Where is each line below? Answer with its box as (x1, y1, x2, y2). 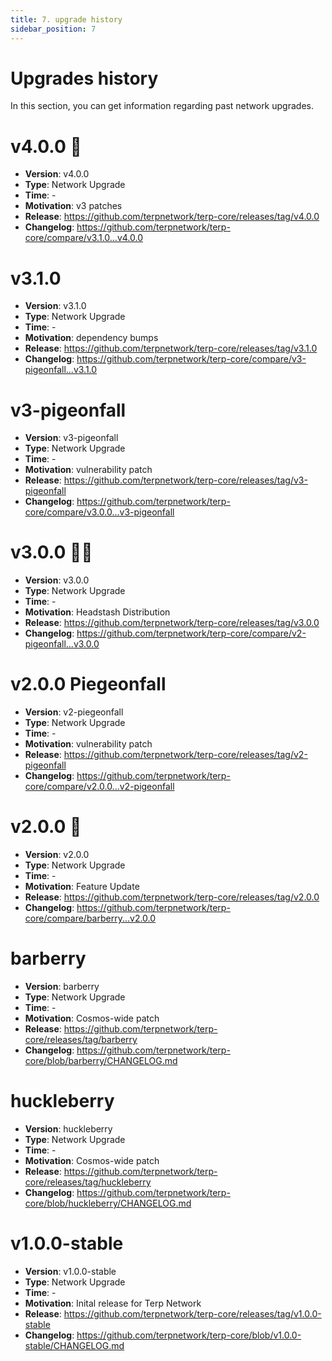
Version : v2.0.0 (24, 849, 90, 861)
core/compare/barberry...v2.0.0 (24, 912, 157, 925)
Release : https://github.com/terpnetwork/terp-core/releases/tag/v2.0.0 (24, 891, 320, 903)
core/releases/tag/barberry (24, 1034, 138, 1045)
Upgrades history (10, 67, 159, 90)
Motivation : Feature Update (24, 881, 140, 893)
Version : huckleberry (24, 1122, 113, 1135)
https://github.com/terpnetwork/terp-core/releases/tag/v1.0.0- (63, 1307, 322, 1320)
